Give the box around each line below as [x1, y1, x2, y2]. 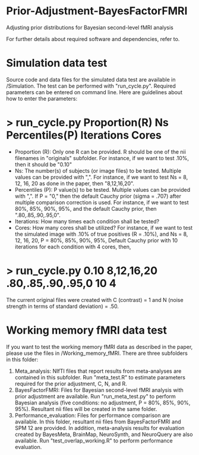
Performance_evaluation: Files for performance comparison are [14, 412, 170, 419]
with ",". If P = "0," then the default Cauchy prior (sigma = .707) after [14, 192, 181, 200]
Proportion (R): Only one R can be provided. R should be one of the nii [14, 148, 186, 155]
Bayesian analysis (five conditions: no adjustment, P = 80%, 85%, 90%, [14, 399, 191, 406]
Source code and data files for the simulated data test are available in [6, 76, 176, 83]
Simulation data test [6, 57, 108, 70]
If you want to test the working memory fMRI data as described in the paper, [6, 343, 193, 350]
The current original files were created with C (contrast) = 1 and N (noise [6, 296, 184, 303]
